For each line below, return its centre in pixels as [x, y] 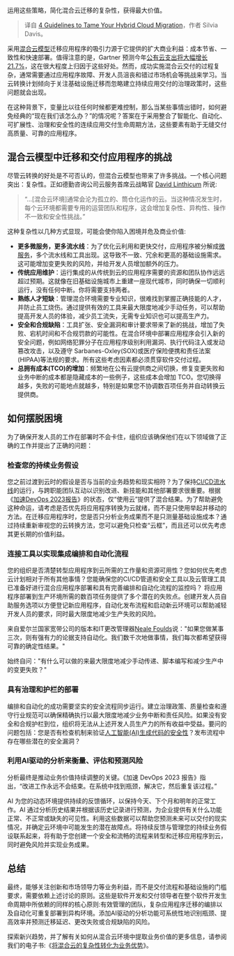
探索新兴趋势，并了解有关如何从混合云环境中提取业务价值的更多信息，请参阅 [117, 936]
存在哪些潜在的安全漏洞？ [44, 741]
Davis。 [36, 34]
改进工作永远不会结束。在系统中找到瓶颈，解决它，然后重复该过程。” [119, 786]
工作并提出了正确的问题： [56, 445]
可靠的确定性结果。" [36, 646]
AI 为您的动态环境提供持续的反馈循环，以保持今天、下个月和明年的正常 [109, 800]
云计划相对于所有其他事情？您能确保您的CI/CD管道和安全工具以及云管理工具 [117, 579]
